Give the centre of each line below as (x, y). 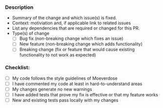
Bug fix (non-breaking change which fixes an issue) (71, 38)
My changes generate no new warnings (52, 89)
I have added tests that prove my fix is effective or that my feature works (85, 94)
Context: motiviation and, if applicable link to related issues (71, 23)
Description (19, 7)
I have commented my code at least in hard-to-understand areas (77, 84)
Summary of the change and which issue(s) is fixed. (64, 18)
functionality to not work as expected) (58, 55)
